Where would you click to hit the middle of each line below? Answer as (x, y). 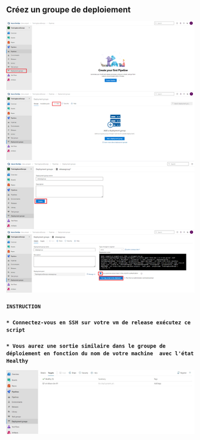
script (16, 330)
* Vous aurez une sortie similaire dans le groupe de (86, 346)
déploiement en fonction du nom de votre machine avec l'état (100, 353)
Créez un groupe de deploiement (69, 10)
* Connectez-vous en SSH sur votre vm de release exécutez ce (99, 322)
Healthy (17, 361)
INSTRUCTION (24, 306)
